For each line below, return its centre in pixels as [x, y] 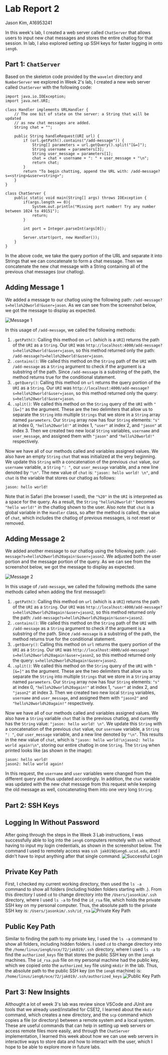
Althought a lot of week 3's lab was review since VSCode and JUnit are [79, 1004]
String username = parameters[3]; [68, 149]
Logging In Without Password [52, 823]
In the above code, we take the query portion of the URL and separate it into [84, 255]
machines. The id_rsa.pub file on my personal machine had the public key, [82, 960]
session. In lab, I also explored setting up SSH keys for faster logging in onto [84, 43]
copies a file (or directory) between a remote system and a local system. [80, 1020]
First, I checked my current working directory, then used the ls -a [73, 884]
